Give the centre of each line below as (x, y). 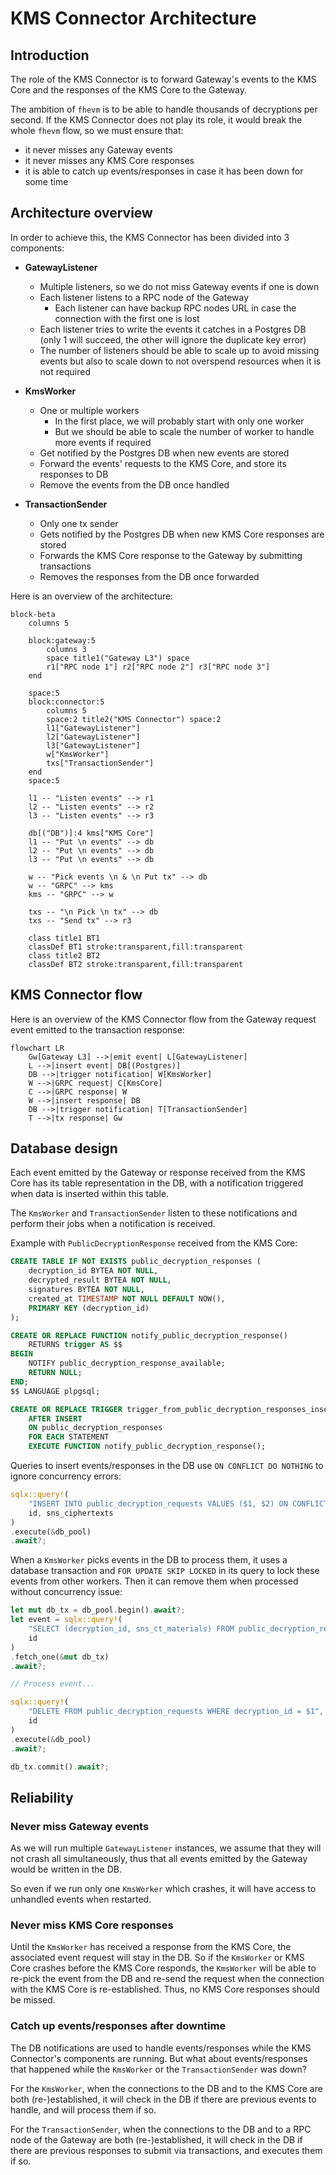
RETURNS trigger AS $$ (75, 1345)
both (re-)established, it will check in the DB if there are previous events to (163, 2099)
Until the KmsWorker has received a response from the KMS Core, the (151, 1947)
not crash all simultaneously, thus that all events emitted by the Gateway (159, 1859)
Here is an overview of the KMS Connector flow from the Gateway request (163, 1019)
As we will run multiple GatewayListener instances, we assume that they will (166, 1848)
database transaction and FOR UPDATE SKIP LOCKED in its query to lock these (165, 1571)
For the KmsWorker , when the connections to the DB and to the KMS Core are (166, 2088)
